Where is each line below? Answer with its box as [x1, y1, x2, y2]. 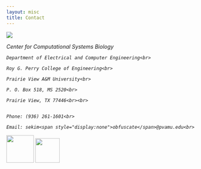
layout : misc [6, 9, 40, 15]
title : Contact [6, 15, 45, 21]
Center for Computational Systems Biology [6, 43, 114, 50]
